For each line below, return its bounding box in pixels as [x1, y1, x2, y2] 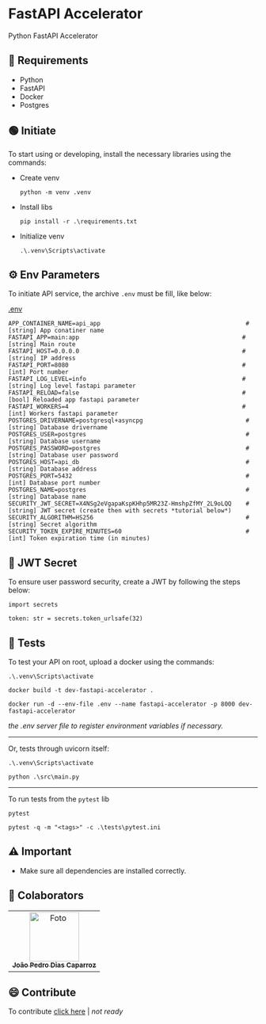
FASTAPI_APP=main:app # [8, 333, 246, 341]
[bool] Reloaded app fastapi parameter [8, 396, 140, 404]
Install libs [19, 202, 53, 211]
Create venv [19, 173, 60, 182]
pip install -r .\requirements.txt [19, 217, 138, 226]
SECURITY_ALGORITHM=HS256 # [8, 514, 249, 522]
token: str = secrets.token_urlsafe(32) [8, 615, 144, 622]
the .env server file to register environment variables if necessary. [8, 721, 223, 730]
